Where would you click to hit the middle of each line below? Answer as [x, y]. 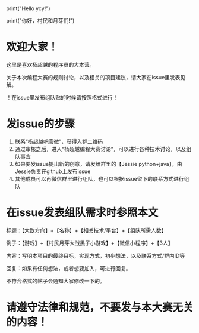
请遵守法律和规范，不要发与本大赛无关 [100, 308]
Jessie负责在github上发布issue [53, 171]
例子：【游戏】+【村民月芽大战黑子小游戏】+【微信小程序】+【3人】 [90, 243]
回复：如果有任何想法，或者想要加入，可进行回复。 [69, 268]
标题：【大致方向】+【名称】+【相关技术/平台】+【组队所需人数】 [86, 230]
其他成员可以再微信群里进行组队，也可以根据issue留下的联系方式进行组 [102, 179]
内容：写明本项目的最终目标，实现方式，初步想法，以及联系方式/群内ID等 [96, 256]
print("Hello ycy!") [28, 8]
